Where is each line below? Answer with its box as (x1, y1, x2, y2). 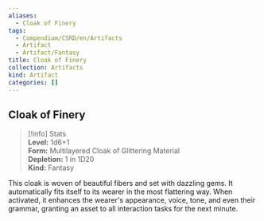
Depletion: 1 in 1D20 (27, 155, 95, 164)
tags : (8, 26, 26, 34)
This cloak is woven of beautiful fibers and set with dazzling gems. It (8, 179, 233, 188)
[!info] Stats (27, 129, 67, 139)
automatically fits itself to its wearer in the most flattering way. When (8, 187, 233, 196)
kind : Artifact (8, 71, 59, 79)
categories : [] (8, 78, 59, 86)
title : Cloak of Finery (8, 57, 87, 65)
